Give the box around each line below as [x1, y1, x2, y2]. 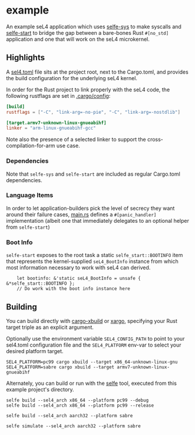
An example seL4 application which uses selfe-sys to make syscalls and [6, 23, 181, 30]
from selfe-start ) [6, 223, 50, 230]
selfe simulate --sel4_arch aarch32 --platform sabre [6, 423, 141, 429]
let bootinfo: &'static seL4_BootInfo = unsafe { [16, 275, 141, 282]
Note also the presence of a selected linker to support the [6, 136, 146, 143]
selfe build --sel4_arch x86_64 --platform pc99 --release [6, 402, 154, 408]
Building [6, 302, 37, 312]
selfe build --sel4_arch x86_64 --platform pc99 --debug [6, 397, 149, 403]
